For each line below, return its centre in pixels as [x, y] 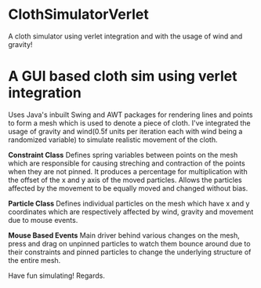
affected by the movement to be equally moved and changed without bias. [128, 188]
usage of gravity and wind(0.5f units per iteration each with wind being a [125, 131]
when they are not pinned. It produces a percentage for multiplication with [128, 171]
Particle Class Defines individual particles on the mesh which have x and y [129, 203]
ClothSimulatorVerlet [78, 15]
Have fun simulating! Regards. [57, 275]
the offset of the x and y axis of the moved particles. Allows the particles [125, 180]
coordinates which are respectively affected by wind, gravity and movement [131, 211]
